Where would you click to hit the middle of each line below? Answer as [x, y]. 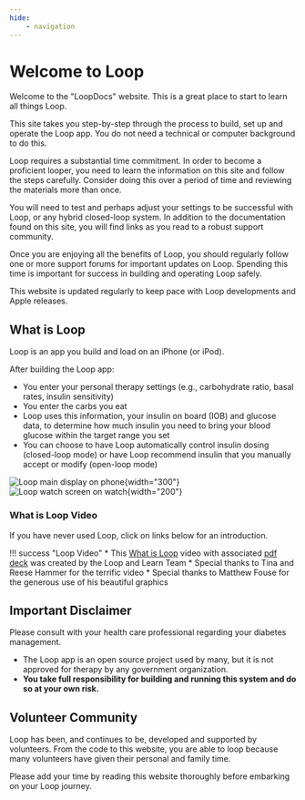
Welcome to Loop [77, 72]
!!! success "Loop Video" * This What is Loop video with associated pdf [143, 553]
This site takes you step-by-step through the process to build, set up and [147, 124]
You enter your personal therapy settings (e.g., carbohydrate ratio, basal [158, 387]
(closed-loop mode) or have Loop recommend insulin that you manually [157, 455]
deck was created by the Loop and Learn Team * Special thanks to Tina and [152, 562]
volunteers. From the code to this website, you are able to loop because [144, 749]
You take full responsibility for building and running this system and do [159, 679]
